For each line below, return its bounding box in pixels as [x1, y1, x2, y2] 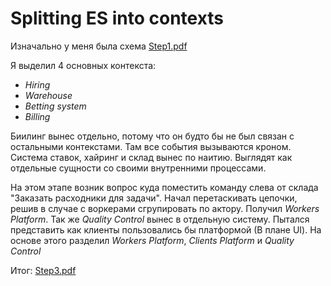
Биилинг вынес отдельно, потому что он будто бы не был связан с [10, 130, 295, 142]
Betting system [24, 100, 87, 112]
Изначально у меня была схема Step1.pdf [10, 40, 188, 52]
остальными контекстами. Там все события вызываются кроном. [10, 140, 292, 152]
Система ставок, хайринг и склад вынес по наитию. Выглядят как [10, 151, 293, 163]
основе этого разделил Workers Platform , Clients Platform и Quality [10, 234, 295, 246]
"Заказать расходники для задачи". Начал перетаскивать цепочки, [10, 192, 298, 204]
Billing [24, 110, 51, 122]
